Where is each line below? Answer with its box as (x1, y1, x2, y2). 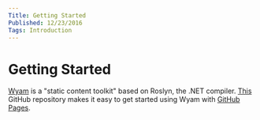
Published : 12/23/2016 (8, 19, 83, 27)
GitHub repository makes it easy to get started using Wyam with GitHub (8, 95, 240, 104)
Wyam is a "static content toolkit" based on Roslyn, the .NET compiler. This (8, 86, 252, 96)
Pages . (8, 103, 31, 113)
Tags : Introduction (8, 26, 72, 34)
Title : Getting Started (8, 11, 87, 20)
